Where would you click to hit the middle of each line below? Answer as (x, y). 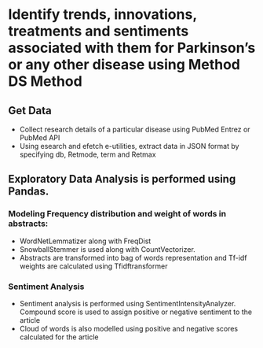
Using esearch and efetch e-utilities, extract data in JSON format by (129, 146)
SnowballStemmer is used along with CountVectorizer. (108, 249)
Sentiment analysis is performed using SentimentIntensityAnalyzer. (128, 303)
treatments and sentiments (99, 31)
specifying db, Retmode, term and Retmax (88, 154)
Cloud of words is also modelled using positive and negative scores (129, 328)
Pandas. (29, 192)
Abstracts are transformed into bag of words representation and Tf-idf (133, 257)
